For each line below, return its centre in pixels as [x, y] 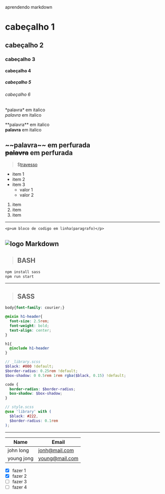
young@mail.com [58, 458]
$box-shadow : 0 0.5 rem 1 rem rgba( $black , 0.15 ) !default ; [66, 375]
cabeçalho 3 [20, 59]
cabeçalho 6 [18, 94]
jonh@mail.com [56, 450]
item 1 [18, 174]
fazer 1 [19, 470]
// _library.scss [23, 362]
